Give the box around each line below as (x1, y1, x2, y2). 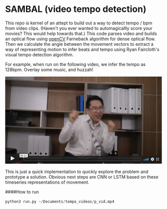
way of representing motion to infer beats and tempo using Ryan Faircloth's (5, 46, 160, 52)
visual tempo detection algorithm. (5, 51, 74, 58)
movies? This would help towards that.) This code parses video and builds (5, 30, 158, 36)
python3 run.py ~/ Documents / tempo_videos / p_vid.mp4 (5, 199, 114, 205)
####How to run (5, 189, 39, 195)
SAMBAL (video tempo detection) (5, 3, 147, 15)
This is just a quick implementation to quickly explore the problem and (5, 169, 149, 175)
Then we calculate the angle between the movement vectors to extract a (5, 41, 154, 47)
